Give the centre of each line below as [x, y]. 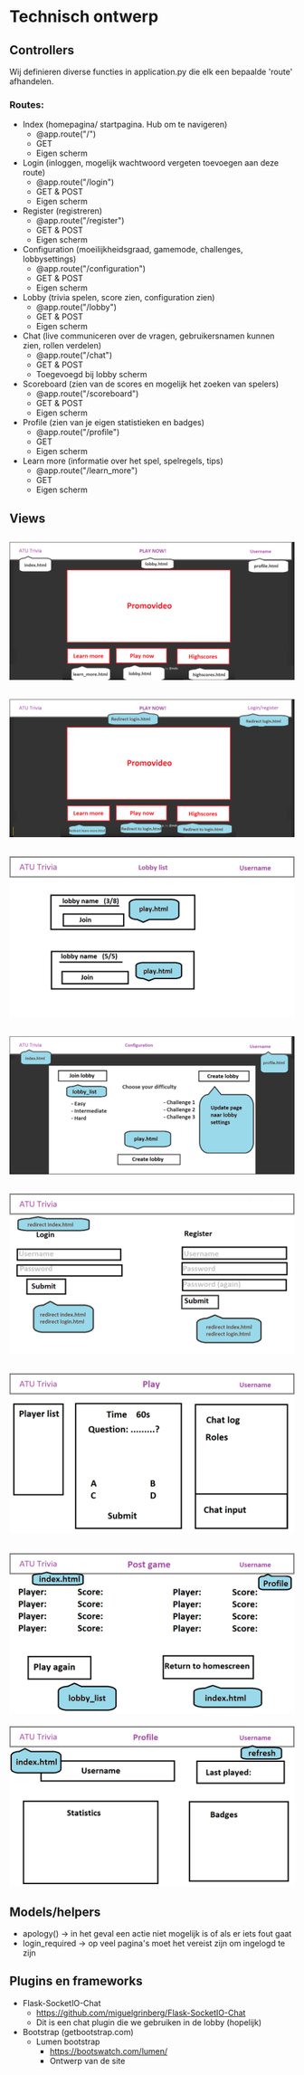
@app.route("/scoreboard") [87, 394]
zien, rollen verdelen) [62, 346]
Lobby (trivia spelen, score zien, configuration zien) [119, 298]
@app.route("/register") [80, 221]
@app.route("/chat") [74, 356]
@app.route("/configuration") [91, 269]
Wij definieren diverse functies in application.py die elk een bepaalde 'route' [151, 71]
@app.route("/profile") [78, 433]
